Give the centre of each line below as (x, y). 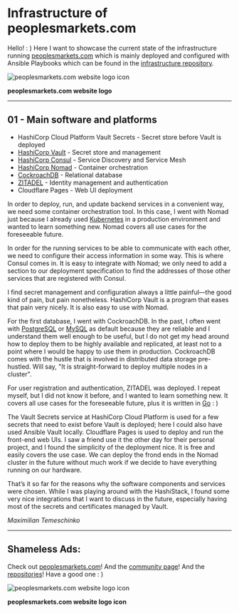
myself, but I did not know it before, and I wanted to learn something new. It (118, 395)
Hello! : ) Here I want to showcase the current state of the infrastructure (112, 48)
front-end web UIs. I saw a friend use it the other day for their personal (111, 439)
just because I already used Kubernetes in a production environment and (114, 219)
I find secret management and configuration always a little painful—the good (119, 292)
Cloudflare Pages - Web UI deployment (75, 190)
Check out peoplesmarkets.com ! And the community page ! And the (106, 566)
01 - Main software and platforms (83, 120)
